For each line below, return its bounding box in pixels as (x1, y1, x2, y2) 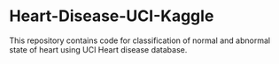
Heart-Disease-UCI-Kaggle (9, 6, 214, 26)
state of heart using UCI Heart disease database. (9, 44, 188, 54)
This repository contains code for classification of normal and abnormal (9, 35, 271, 46)
